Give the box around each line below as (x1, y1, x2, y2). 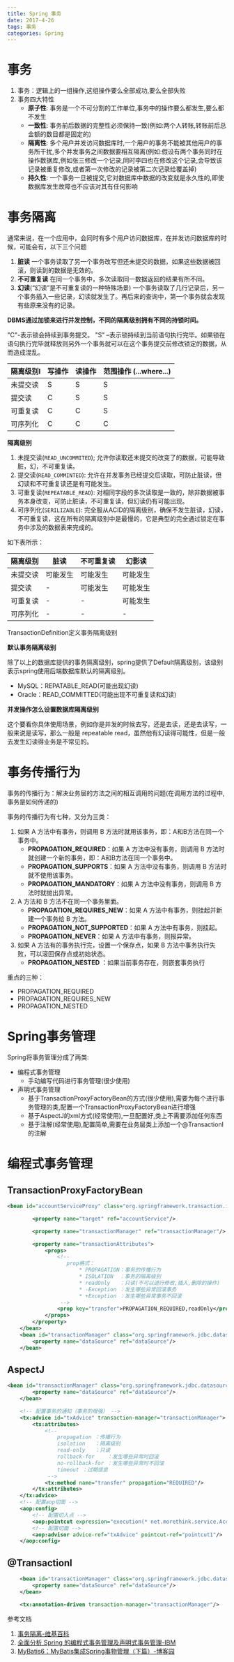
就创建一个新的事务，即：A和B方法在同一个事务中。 (27, 853, 177, 862)
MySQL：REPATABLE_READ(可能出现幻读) (17, 682, 139, 690)
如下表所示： (7, 538, 44, 547)
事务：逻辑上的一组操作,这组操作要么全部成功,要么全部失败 (17, 87, 186, 95)
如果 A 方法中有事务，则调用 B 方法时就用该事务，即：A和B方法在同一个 (17, 828, 224, 836)
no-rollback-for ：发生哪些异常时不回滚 (56, 1459, 164, 1466)
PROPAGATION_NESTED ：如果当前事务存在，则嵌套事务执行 (27, 958, 205, 967)
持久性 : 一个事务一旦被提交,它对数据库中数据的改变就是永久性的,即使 (27, 174, 224, 182)
